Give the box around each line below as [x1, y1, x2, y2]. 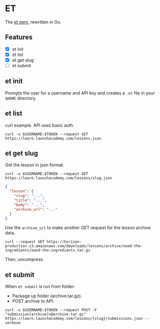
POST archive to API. [12, 298, 55, 304]
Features [5, 33, 33, 41]
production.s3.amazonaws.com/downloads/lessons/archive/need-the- [5, 244, 143, 249]
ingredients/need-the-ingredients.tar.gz [5, 248, 91, 253]
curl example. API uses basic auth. [5, 122, 75, 128]
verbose [5, 320, 21, 326]
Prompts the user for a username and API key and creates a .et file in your [5, 90, 155, 96]
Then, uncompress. [5, 256, 44, 262]
